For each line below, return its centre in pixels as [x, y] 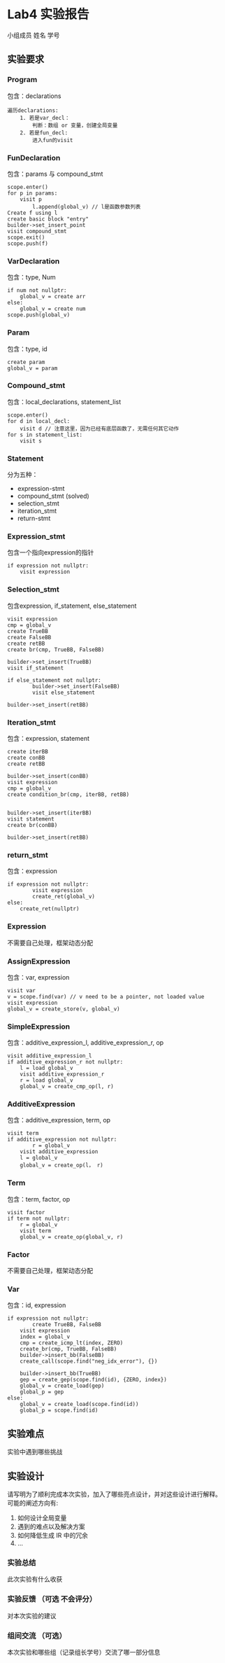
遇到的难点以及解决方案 [51, 1526]
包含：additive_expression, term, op [59, 1120]
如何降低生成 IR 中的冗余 [53, 1535]
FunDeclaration [34, 158]
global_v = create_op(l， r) [61, 1166]
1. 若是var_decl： [45, 118]
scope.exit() [26, 237]
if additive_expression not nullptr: [62, 1140]
